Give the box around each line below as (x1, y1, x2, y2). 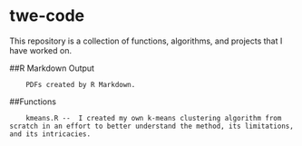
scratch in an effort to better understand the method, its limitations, (9, 122, 295, 131)
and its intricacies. (9, 129, 92, 139)
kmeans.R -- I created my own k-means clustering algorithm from (25, 113, 282, 122)
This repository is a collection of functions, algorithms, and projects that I (9, 35, 283, 46)
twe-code (9, 5, 84, 26)
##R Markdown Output (9, 63, 95, 73)
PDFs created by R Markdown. (25, 80, 136, 89)
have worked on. (9, 44, 73, 55)
